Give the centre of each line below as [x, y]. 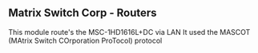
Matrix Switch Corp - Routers [83, 13]
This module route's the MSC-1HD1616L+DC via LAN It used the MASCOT [129, 32]
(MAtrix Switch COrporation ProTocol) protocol [85, 40]
